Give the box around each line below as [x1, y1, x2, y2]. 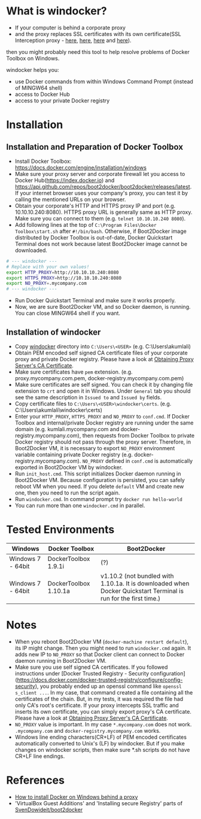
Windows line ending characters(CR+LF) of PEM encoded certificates [14, 733, 187, 741]
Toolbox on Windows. [6, 54, 60, 62]
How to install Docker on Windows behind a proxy [14, 793, 138, 800]
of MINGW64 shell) [14, 84, 63, 91]
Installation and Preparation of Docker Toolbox [6, 142, 184, 152]
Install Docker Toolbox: [14, 157, 72, 165]
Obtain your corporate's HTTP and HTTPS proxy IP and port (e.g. [14, 202, 176, 209]
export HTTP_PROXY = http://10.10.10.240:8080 [6, 269, 119, 275]
